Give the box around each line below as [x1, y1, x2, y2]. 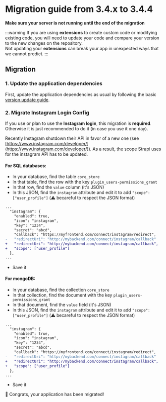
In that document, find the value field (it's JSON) [12, 301, 111, 307]
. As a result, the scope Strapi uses [90, 146, 162, 152]
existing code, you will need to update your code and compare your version [5, 35, 160, 41]
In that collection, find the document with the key [12, 292, 112, 298]
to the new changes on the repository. [5, 40, 83, 46]
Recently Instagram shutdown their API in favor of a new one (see [5, 135, 139, 141]
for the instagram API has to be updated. [5, 151, 88, 157]
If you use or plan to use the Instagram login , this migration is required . [5, 120, 152, 126]
